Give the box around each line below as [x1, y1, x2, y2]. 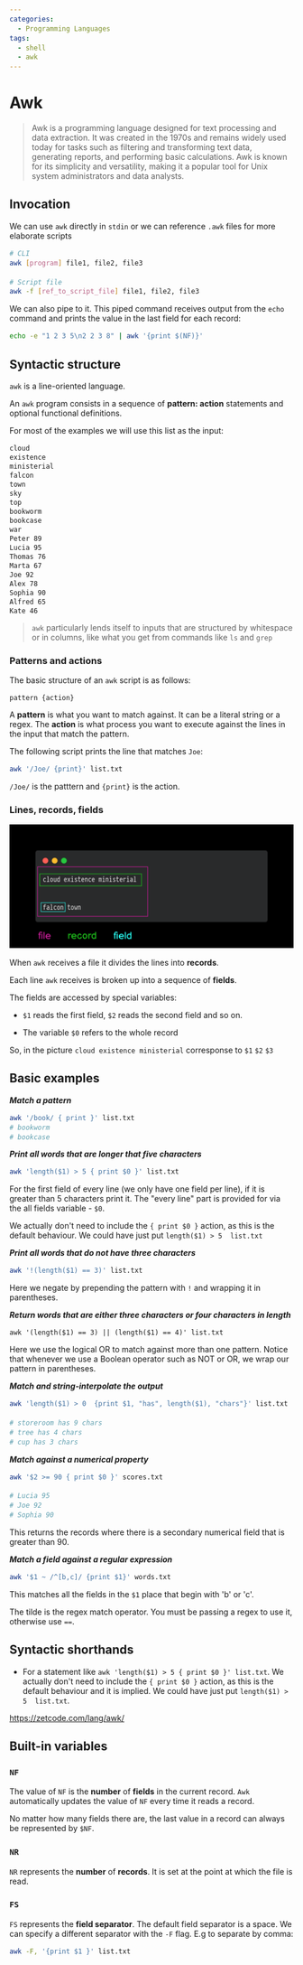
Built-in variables [9, 1738, 108, 1754]
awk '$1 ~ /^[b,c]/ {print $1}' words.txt [9, 1572, 171, 1581]
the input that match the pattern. [9, 728, 130, 740]
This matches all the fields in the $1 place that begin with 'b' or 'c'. [9, 1588, 254, 1599]
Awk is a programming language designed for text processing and [31, 123, 277, 134]
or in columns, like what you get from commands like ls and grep [31, 632, 273, 642]
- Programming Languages [17, 23, 111, 33]
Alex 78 [9, 579, 39, 588]
